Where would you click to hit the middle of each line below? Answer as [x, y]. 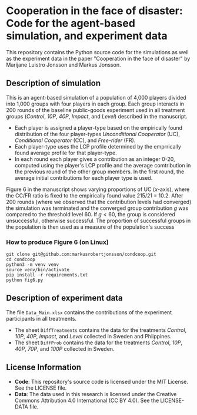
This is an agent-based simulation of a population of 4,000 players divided [96, 97]
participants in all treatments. [41, 318]
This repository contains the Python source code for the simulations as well [98, 52]
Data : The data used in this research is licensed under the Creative [96, 394]
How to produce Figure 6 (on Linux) [57, 242]
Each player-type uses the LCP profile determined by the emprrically [98, 146]
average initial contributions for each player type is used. [84, 177]
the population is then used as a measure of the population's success [90, 227]
